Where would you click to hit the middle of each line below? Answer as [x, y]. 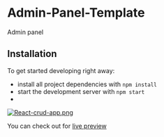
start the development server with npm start [81, 91]
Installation [32, 54]
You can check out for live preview [57, 126]
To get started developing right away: [61, 70]
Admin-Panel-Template [76, 13]
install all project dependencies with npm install [87, 84]
